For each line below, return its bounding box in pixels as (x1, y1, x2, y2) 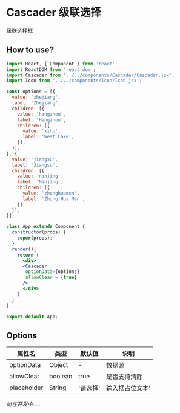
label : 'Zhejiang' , (12, 100, 61, 106)
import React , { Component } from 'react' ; (6, 61, 118, 67)
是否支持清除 (105, 372, 143, 381)
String (49, 383, 67, 392)
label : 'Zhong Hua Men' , (22, 195, 85, 202)
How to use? (6, 45, 55, 55)
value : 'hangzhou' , (17, 111, 67, 117)
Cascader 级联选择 (6, 5, 102, 19)
